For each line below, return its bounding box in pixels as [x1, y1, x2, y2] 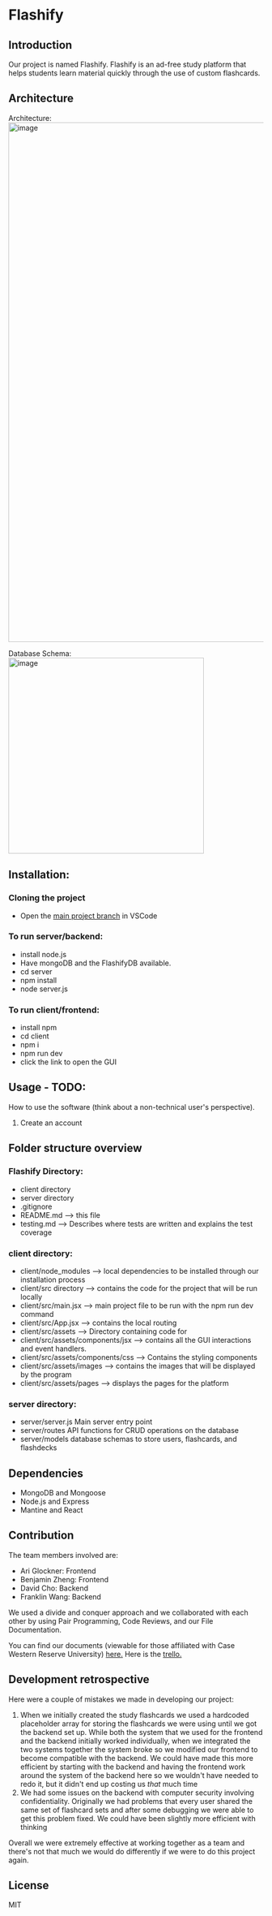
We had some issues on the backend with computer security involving [19, 1788, 255, 1797]
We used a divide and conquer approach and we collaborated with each [8, 1607, 249, 1617]
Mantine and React [19, 1505, 83, 1515]
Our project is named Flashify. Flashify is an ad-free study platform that [8, 59, 247, 69]
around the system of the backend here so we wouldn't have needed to [19, 1770, 259, 1780]
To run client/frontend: [8, 1004, 100, 1016]
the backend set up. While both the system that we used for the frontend [19, 1727, 263, 1737]
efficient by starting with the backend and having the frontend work [19, 1762, 245, 1771]
